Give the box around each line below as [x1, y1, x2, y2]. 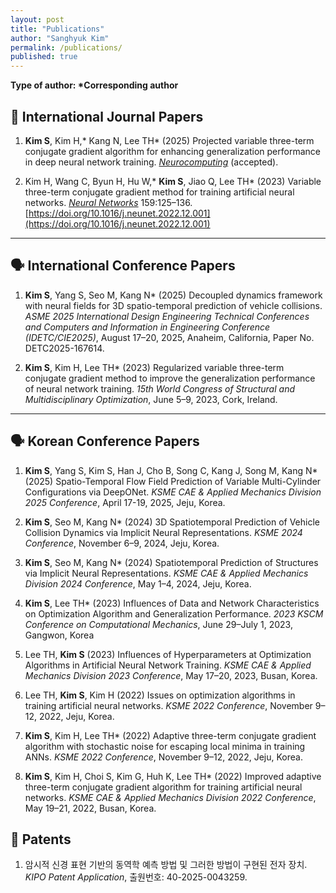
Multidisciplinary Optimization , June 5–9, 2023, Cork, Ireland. [24, 393, 278, 405]
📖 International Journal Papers [10, 108, 204, 125]
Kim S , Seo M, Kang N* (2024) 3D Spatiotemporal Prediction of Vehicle [24, 516, 320, 528]
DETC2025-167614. [24, 342, 105, 354]
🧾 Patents [10, 831, 72, 848]
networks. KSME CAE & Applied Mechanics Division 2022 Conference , [24, 791, 317, 803]
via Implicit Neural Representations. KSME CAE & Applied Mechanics [24, 567, 309, 579]
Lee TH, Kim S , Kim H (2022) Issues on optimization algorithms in [24, 689, 296, 701]
